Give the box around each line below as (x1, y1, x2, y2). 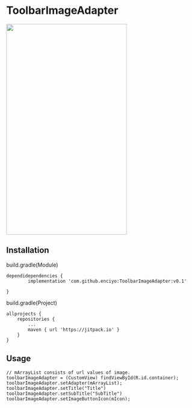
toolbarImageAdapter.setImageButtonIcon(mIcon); (6, 395, 131, 402)
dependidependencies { (6, 273, 63, 279)
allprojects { (6, 311, 42, 317)
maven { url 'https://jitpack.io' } (28, 326, 120, 333)
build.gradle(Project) (6, 299, 57, 306)
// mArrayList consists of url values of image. (6, 369, 131, 376)
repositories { (17, 316, 55, 322)
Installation (6, 245, 49, 256)
